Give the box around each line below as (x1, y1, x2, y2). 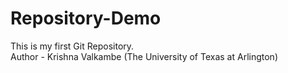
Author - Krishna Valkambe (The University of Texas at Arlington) (10, 50, 278, 62)
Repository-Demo (10, 7, 162, 30)
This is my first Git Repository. (10, 40, 135, 52)
